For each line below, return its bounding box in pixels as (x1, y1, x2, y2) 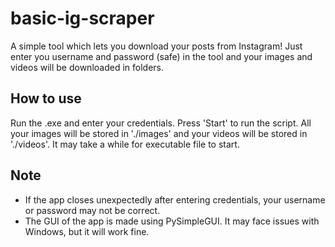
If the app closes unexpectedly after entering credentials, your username (24, 193, 326, 206)
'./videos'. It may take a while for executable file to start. (10, 138, 240, 150)
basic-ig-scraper (10, 7, 155, 30)
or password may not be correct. (24, 204, 161, 216)
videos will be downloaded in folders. (10, 61, 165, 73)
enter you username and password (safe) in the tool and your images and (10, 50, 313, 62)
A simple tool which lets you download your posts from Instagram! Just (10, 40, 303, 52)
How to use (10, 90, 82, 107)
